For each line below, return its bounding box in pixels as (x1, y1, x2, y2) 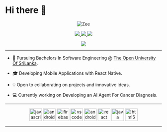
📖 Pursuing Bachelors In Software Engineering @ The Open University (12, 55, 156, 61)
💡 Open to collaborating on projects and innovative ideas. (12, 82, 130, 88)
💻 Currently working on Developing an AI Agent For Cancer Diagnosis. (12, 92, 158, 98)
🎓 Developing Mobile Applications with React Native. (12, 70, 123, 76)
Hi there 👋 (5, 4, 46, 16)
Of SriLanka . (12, 60, 38, 66)
